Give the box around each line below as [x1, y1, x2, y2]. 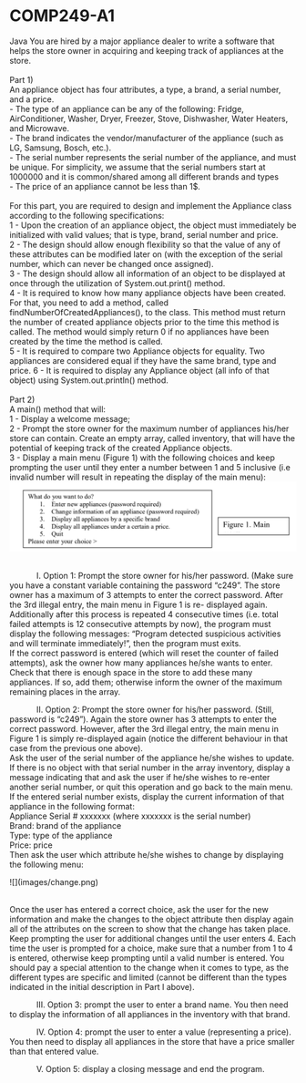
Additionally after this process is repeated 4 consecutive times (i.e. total [9, 609, 280, 620]
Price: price [9, 840, 53, 851]
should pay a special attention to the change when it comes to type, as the [9, 963, 290, 974]
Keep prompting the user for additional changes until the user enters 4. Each [9, 933, 296, 944]
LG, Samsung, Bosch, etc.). [9, 142, 112, 153]
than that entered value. [9, 1046, 99, 1057]
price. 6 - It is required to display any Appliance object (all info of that [9, 365, 270, 376]
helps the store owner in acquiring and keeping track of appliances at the [9, 45, 284, 56]
